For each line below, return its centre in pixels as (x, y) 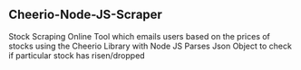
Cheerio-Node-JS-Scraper (85, 15)
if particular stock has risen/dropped (77, 55)
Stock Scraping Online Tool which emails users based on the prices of (140, 36)
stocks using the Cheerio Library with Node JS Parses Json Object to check (150, 46)
